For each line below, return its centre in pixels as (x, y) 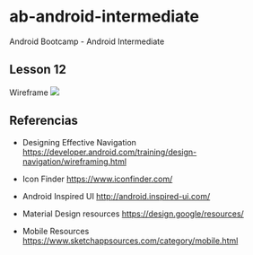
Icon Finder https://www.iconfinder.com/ (97, 179)
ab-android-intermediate (105, 17)
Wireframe (29, 92)
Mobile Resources (56, 231)
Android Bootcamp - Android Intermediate (87, 41)
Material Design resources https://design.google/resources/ (133, 214)
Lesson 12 (38, 70)
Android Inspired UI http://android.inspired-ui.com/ (116, 196)
